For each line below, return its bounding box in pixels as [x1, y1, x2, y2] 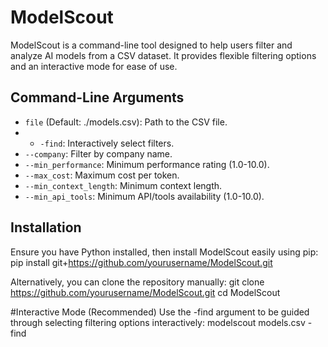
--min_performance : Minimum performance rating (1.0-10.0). [24, 158, 270, 170]
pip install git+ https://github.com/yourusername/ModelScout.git [10, 256, 273, 268]
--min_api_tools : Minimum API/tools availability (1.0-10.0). [24, 190, 265, 202]
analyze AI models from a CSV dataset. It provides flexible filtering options [10, 49, 317, 61]
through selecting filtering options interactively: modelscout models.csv [10, 316, 306, 328]
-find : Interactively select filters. [39, 137, 175, 149]
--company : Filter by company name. [24, 147, 173, 160]
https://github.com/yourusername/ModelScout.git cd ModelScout [10, 286, 281, 298]
